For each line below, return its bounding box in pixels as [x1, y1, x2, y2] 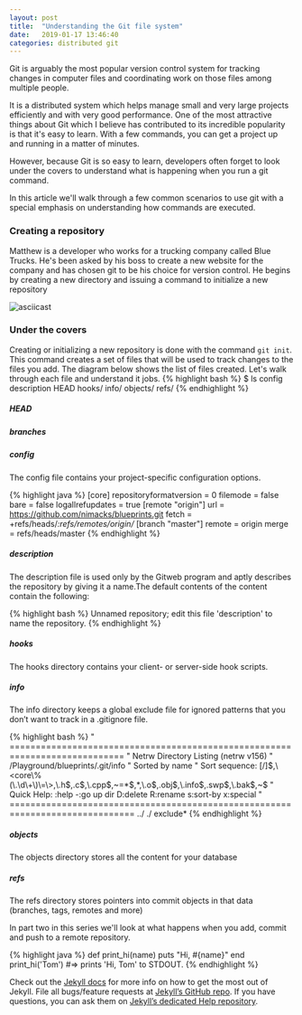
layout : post [9, 13, 59, 23]
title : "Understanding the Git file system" [9, 22, 183, 31]
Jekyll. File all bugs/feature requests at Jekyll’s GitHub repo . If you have [9, 986, 276, 997]
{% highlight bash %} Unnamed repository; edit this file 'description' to [9, 607, 273, 619]
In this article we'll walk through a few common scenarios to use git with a [9, 193, 284, 203]
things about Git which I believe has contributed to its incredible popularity [9, 119, 286, 130]
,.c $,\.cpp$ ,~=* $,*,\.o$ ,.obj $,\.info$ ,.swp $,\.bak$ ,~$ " [70, 779, 274, 791]
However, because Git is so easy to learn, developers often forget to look [9, 155, 280, 167]
